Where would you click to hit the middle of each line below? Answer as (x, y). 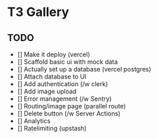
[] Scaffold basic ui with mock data (67, 62)
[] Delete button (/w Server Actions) (69, 113)
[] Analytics (34, 121)
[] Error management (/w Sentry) (64, 99)
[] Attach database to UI (52, 76)
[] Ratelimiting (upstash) (52, 128)
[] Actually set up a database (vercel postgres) (84, 69)
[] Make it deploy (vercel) (54, 54)
